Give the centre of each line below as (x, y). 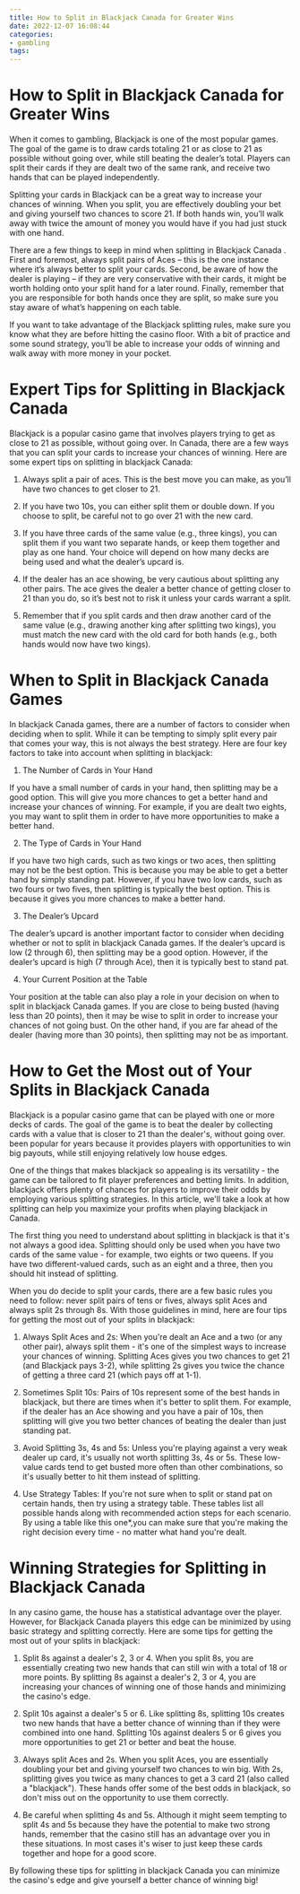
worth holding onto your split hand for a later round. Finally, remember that (147, 289)
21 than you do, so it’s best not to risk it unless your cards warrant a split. (157, 598)
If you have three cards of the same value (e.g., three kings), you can (150, 533)
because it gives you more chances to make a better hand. (117, 899)
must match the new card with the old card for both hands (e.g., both (150, 634)
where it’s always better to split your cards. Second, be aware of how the (144, 269)
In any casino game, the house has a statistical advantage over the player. (146, 1612)
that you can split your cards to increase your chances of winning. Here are (148, 452)
